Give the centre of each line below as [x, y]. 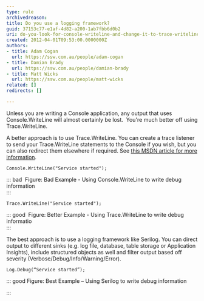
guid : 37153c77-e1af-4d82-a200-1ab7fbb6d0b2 [63, 29]
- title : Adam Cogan [32, 51]
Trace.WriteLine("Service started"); [54, 203]
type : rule [20, 12]
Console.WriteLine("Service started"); [57, 168]
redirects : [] [24, 91]
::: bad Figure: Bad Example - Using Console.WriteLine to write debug [94, 179]
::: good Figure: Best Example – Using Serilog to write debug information [97, 281]
